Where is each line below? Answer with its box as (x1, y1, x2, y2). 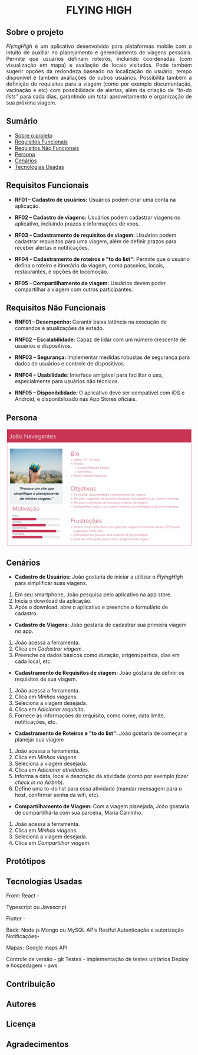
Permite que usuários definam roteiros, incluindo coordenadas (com (6, 55, 192, 62)
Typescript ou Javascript (6, 904, 67, 911)
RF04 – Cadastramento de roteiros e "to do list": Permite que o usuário (14, 255, 190, 263)
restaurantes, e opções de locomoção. (14, 268, 109, 275)
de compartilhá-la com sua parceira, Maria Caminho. (14, 809, 143, 816)
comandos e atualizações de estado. (14, 325, 104, 332)
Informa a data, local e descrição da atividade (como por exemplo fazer (14, 773, 189, 780)
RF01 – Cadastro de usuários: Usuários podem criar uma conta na (14, 196, 176, 203)
